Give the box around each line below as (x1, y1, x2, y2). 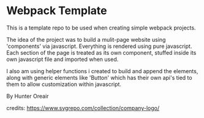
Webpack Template (6, 4, 107, 18)
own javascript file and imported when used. (6, 55, 119, 63)
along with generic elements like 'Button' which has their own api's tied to (6, 74, 192, 81)
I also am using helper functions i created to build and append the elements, (6, 67, 198, 74)
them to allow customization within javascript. (6, 81, 121, 88)
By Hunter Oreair (6, 92, 49, 100)
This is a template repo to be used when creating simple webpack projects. (6, 24, 196, 31)
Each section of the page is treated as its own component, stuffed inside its (6, 49, 197, 56)
